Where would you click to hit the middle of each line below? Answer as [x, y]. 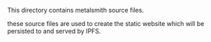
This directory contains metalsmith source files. [76, 10]
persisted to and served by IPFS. [54, 31]
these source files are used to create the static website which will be [106, 23]
